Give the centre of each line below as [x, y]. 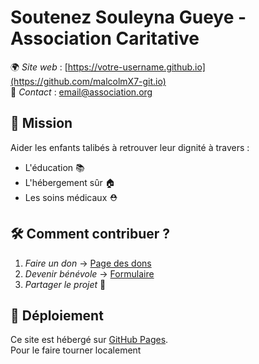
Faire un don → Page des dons [88, 263]
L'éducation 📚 [54, 167]
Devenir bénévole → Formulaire [89, 273]
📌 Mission [41, 123]
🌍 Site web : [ [39, 67]
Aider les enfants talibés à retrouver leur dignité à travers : [130, 147]
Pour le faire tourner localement [76, 350]
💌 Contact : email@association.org [81, 92]
